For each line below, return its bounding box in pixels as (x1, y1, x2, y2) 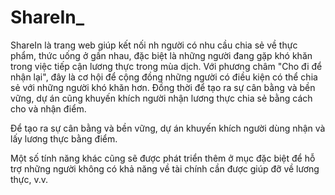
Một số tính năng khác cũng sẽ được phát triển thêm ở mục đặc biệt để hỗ (10, 152, 316, 164)
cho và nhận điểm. (10, 102, 87, 115)
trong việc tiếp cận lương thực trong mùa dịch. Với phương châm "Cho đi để (10, 60, 323, 72)
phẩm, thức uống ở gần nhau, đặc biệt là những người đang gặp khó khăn (10, 49, 313, 61)
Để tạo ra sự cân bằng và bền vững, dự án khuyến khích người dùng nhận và (10, 122, 326, 134)
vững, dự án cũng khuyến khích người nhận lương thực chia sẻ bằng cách (10, 92, 313, 104)
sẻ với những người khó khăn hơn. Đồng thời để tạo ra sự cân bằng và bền (10, 81, 316, 93)
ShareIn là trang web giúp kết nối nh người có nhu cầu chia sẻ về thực (10, 39, 298, 51)
